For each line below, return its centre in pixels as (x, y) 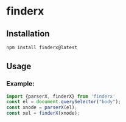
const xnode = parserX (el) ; (42, 107)
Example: (20, 84)
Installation (28, 34)
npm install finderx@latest (42, 47)
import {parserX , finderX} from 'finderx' (61, 96)
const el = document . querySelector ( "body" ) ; (64, 102)
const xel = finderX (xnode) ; (43, 114)
